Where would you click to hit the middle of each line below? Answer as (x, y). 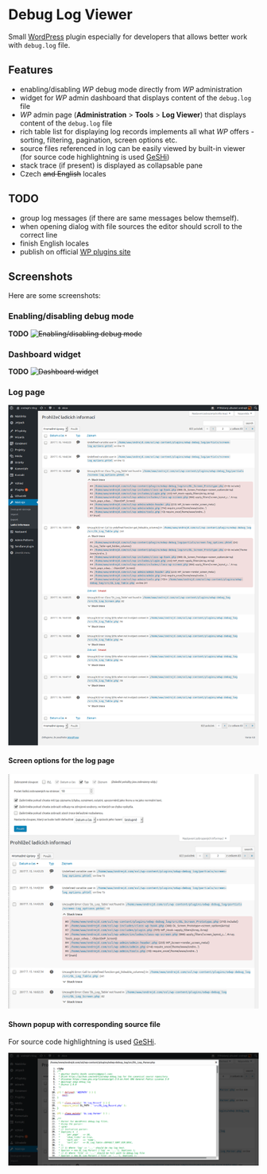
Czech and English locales (63, 173)
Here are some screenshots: (54, 296)
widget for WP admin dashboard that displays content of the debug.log (135, 98)
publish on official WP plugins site (75, 251)
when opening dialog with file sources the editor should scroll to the (131, 226)
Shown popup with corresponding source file (84, 1024)
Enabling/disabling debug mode (71, 316)
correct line (39, 234)
